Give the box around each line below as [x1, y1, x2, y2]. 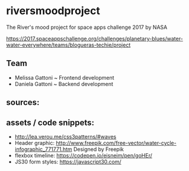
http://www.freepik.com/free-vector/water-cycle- [56, 139, 177, 146]
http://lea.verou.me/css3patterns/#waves [14, 133, 117, 140]
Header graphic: [14, 139, 55, 146]
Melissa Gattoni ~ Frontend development [14, 74, 114, 81]
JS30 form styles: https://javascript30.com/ [14, 158, 121, 165]
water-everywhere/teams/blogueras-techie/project [6, 41, 131, 48]
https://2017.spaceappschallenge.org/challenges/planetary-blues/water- [6, 35, 184, 42]
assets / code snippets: [6, 117, 95, 127]
